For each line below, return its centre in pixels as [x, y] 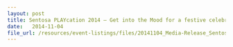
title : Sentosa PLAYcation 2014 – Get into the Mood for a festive [107, 20]
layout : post [26, 13]
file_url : [21, 33]
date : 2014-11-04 [35, 26]
